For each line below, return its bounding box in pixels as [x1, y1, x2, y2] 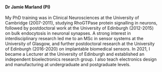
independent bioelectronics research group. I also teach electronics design [5, 56, 157, 62]
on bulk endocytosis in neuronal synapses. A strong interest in [5, 30, 131, 36]
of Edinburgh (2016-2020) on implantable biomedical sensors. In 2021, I [5, 46, 150, 52]
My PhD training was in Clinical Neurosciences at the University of [5, 15, 139, 21]
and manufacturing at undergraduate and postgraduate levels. [5, 62, 131, 68]
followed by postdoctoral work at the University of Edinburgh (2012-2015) [5, 25, 154, 31]
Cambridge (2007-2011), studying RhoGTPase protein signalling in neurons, [5, 20, 158, 26]
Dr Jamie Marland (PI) [5, 4, 51, 10]
